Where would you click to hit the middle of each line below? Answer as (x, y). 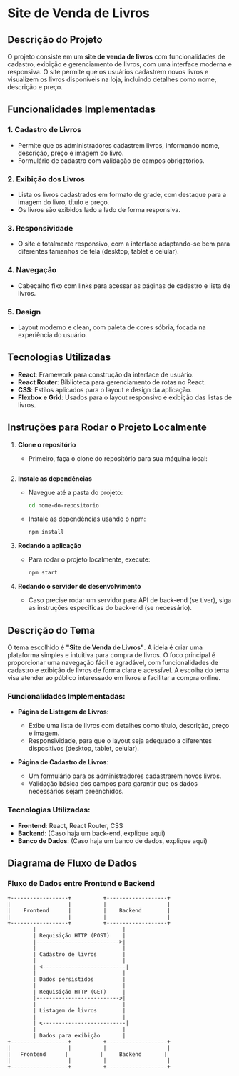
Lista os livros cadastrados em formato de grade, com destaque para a (122, 194)
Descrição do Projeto (55, 40)
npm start (43, 573)
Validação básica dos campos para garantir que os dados (113, 784)
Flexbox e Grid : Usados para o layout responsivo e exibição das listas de (125, 397)
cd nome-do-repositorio (64, 505)
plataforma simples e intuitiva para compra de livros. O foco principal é (112, 654)
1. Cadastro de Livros (45, 130)
